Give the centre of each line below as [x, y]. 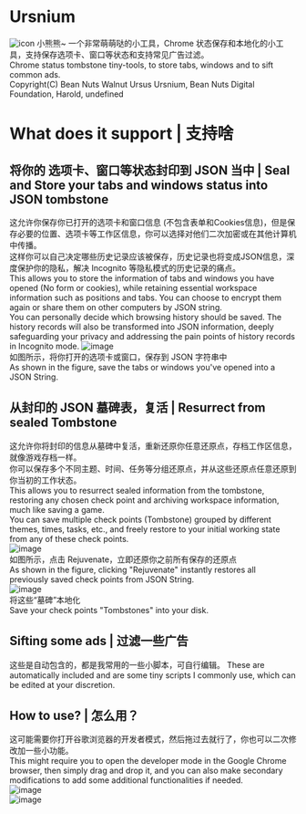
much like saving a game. [57, 509]
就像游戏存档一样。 [46, 457]
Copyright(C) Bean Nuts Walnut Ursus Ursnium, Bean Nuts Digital [132, 84]
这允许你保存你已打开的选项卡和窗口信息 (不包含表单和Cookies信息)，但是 [148, 222]
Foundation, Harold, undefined [67, 94]
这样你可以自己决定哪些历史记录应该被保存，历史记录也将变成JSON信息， [148, 256]
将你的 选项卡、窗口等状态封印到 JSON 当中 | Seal [150, 170]
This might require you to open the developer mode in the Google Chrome [148, 761]
